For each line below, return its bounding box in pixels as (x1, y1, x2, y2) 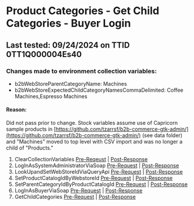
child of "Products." (6, 144, 54, 151)
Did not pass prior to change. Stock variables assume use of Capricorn (6, 119, 178, 127)
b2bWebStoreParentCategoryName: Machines (14, 80, 128, 87)
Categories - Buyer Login (6, 16, 131, 30)
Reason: (6, 106, 27, 113)
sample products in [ (6, 125, 56, 133)
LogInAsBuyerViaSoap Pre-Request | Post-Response (14, 187, 143, 194)
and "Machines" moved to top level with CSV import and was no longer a (6, 138, 183, 145)
